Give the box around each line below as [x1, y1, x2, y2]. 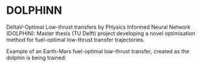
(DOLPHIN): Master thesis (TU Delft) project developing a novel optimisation [6, 29, 196, 36]
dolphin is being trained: [6, 54, 66, 61]
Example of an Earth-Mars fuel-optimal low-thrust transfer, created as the [6, 47, 190, 54]
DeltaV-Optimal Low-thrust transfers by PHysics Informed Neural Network [6, 23, 191, 31]
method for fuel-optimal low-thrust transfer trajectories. [6, 36, 145, 43]
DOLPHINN [6, 4, 62, 17]
